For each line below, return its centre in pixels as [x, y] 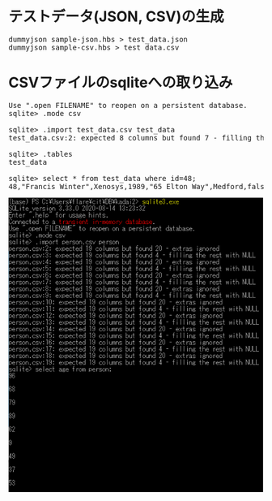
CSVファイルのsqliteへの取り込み [121, 83]
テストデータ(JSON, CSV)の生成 [116, 17]
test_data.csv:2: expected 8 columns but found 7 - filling [130, 138]
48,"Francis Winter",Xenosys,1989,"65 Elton [98, 186]
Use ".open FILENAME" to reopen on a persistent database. [128, 105]
